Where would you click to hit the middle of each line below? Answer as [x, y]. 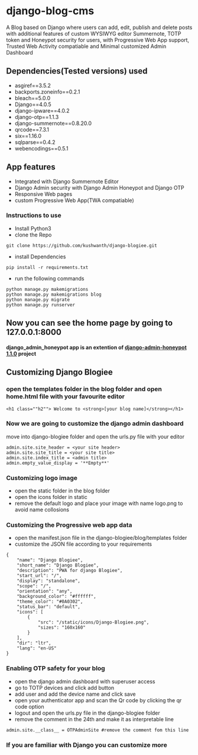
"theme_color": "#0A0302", [50, 602]
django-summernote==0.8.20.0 [53, 123]
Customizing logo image [42, 478]
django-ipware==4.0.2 [42, 110]
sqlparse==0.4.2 [35, 142]
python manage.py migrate [38, 300]
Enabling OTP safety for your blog [56, 668]
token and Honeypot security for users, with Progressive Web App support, [98, 40]
